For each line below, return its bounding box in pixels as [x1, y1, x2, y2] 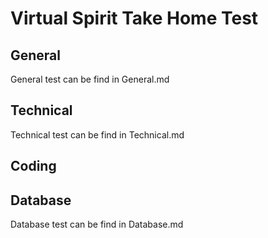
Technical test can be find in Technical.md [10, 128, 185, 141]
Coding [10, 158, 57, 175]
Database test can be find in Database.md [10, 218, 184, 231]
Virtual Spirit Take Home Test [10, 7, 259, 30]
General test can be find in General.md [10, 73, 170, 85]
